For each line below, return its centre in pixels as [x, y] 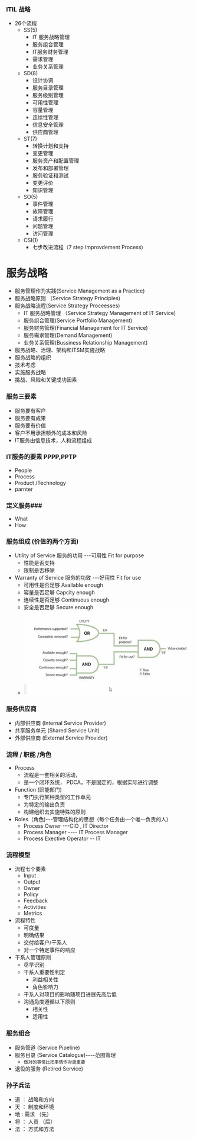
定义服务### [24, 506]
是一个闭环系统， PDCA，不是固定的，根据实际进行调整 [91, 782]
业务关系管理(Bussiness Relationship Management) [86, 343]
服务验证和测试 [50, 175]
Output [32, 882]
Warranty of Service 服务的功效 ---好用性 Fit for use [78, 578]
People [23, 470]
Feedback [36, 901]
